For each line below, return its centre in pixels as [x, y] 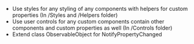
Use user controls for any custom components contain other [88, 21]
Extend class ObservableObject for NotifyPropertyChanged [87, 34]
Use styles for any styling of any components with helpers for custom [100, 9]
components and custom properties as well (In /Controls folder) [92, 28]
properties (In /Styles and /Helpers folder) [65, 15]
